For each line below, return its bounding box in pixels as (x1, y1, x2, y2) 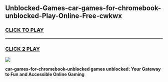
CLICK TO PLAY (5, 27, 44, 34)
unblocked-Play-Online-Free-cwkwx (5, 12, 122, 20)
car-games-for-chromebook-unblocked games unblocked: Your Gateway (5, 66, 161, 72)
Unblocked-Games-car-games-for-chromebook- (5, 4, 161, 12)
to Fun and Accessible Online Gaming (5, 71, 85, 77)
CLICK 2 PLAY (5, 45, 40, 52)
